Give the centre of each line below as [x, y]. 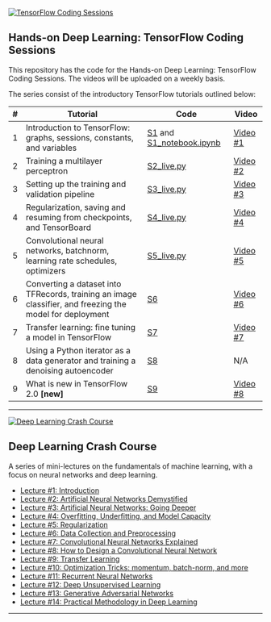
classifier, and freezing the [76, 304]
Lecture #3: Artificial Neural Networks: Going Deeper [108, 507]
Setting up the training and [76, 184]
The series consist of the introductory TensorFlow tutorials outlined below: [132, 94]
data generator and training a [81, 361]
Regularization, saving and [76, 207]
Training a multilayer [64, 161]
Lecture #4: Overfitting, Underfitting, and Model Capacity [115, 516]
